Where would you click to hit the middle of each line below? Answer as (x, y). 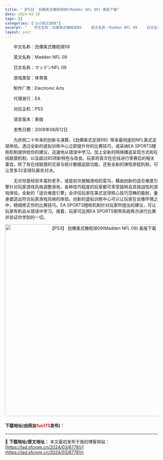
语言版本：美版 (28, 119)
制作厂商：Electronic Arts (39, 88)
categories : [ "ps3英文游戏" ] (33, 23)
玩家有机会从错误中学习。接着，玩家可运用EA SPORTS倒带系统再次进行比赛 (81, 211)
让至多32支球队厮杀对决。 (31, 170)
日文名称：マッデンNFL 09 (40, 67)
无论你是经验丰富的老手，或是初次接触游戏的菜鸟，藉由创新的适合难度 (83, 181)
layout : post (18, 32)
